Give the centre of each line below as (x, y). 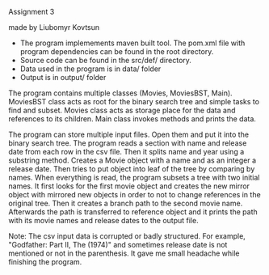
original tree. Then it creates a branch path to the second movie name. (126, 203)
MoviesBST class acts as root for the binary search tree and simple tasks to (134, 102)
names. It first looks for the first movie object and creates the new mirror (129, 186)
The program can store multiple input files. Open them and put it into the (128, 134)
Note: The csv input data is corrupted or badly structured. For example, (127, 236)
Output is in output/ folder (63, 77)
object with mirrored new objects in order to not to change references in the (134, 195)
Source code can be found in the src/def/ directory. (106, 60)
